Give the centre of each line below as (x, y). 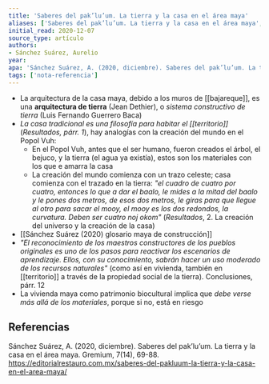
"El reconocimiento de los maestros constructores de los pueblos (128, 242)
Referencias (39, 328)
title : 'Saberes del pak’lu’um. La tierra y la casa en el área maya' (128, 16)
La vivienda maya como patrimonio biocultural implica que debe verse (135, 294)
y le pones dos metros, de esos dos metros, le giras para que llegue (144, 200)
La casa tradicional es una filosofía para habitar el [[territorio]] (124, 123)
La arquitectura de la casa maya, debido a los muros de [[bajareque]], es (140, 98)
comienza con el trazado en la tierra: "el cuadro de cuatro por (134, 183)
